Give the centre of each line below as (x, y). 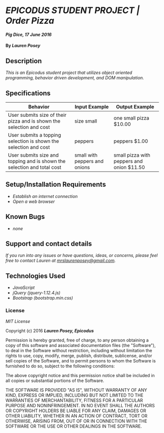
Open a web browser (34, 201)
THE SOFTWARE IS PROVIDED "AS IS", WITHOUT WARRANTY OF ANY (76, 390)
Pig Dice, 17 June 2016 (29, 35)
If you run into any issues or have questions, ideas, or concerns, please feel (82, 255)
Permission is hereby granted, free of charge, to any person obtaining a (77, 340)
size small (86, 121)
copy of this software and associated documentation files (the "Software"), (81, 345)
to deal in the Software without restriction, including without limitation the (79, 350)
